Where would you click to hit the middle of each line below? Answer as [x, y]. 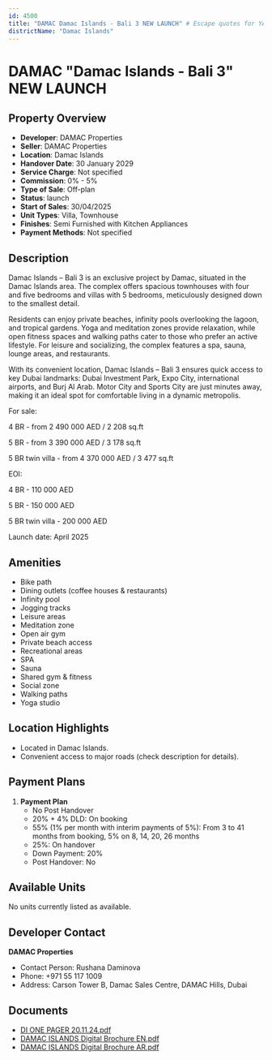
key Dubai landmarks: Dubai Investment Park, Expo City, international [124, 378]
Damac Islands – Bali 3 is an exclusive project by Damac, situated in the [127, 278]
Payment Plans [47, 782]
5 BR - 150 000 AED [42, 506]
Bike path [36, 582]
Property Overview [57, 118]
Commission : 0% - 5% [59, 181]
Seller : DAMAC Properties [64, 146]
